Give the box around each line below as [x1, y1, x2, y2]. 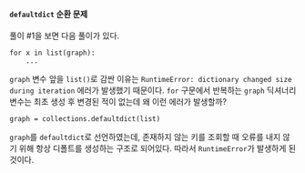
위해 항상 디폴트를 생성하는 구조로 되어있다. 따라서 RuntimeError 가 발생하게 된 [18, 143, 296, 154]
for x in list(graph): [9, 48, 96, 58]
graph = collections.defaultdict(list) [9, 115, 161, 124]
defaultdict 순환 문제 [9, 8, 88, 19]
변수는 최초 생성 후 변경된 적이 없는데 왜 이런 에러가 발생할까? [9, 97, 228, 107]
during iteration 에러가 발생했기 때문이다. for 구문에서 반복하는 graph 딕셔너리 [9, 85, 297, 96]
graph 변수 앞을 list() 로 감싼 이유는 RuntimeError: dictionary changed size [9, 74, 293, 85]
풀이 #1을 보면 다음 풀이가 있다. [9, 30, 120, 41]
